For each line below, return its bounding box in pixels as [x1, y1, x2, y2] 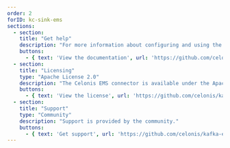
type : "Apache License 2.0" [19, 73, 99, 80]
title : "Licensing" [19, 67, 75, 74]
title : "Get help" [19, 35, 72, 42]
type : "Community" [19, 111, 72, 118]
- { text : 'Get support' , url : [25, 130, 115, 137]
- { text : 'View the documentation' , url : [25, 55, 149, 61]
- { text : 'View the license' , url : [25, 93, 130, 100]
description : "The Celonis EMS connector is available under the [19, 80, 210, 87]
